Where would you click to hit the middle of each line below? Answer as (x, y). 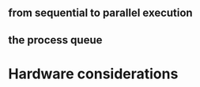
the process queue (55, 40)
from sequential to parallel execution (100, 13)
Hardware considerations (93, 74)
